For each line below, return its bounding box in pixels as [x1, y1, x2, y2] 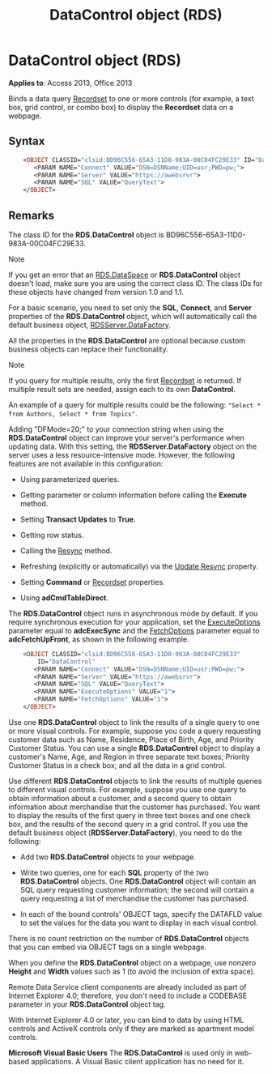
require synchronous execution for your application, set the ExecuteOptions [8, 617, 261, 627]
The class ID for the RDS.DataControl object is [8, 229, 164, 240]
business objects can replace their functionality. [8, 344, 168, 354]
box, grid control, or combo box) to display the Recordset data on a [8, 102, 234, 112]
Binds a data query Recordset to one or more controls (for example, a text [8, 93, 254, 103]
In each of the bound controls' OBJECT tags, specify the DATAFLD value [19, 909, 262, 918]
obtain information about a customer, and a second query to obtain [8, 793, 232, 803]
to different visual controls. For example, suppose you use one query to [8, 784, 247, 795]
